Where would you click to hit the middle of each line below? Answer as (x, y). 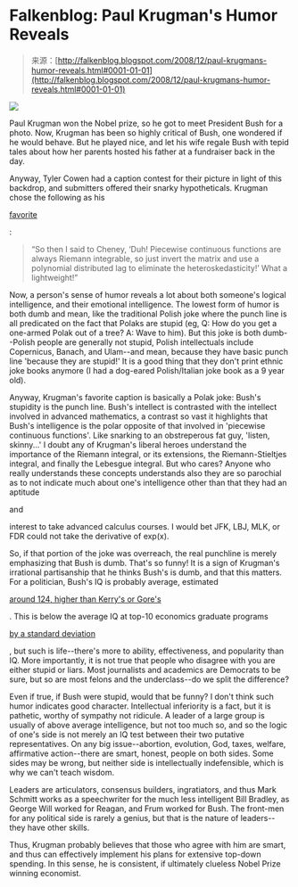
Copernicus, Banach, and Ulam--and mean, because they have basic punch (149, 351)
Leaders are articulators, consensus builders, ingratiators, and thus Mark (143, 789)
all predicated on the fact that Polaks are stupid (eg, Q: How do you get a (143, 323)
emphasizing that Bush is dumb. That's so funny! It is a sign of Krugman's (145, 563)
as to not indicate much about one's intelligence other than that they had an (148, 482)
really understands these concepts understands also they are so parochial (145, 472)
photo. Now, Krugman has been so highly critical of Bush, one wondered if (146, 132)
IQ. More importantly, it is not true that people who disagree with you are (142, 660)
